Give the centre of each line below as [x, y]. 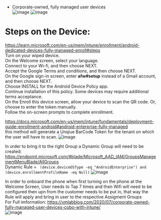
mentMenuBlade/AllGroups [32, 161]
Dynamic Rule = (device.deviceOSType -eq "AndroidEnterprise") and [76, 167]
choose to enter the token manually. [41, 107]
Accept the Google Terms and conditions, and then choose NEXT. [71, 71]
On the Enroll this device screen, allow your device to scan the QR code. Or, [80, 102]
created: [13, 151]
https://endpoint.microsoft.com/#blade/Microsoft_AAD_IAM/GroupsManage [80, 157]
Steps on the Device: [48, 32]
